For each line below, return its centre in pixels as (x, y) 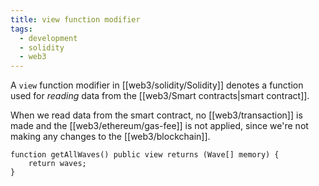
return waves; (57, 164)
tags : (21, 29)
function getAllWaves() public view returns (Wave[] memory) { (145, 155)
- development (48, 38)
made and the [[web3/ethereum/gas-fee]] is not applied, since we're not (159, 126)
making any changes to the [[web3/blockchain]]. (110, 137)
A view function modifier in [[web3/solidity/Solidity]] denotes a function (157, 85)
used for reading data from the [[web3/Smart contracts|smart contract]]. (160, 96)
